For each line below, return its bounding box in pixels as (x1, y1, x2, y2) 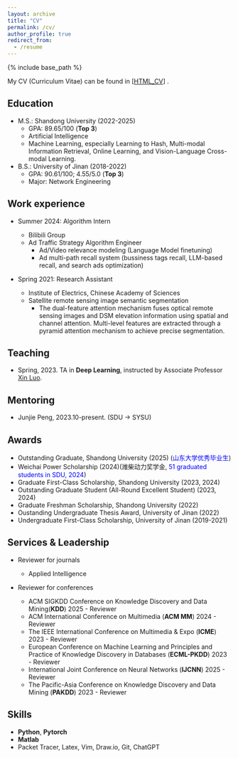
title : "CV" (7, 17, 43, 24)
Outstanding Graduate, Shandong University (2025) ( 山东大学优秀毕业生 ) (17, 454, 232, 462)
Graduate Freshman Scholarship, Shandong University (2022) (17, 501, 199, 510)
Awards (7, 434, 43, 446)
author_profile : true (7, 30, 72, 38)
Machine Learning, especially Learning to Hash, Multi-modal (28, 139, 205, 148)
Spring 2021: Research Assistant (17, 275, 113, 283)
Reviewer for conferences (17, 583, 94, 592)
